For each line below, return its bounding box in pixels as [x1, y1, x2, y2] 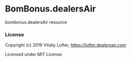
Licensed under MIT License [5, 51, 62, 57]
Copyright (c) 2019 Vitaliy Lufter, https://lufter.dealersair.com [5, 42, 126, 48]
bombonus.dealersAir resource [5, 19, 67, 25]
